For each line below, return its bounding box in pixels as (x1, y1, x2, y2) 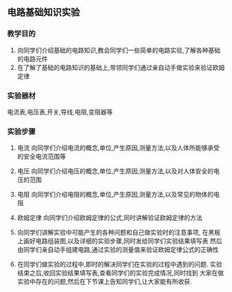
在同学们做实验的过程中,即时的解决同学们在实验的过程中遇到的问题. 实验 (17, 260, 222, 269)
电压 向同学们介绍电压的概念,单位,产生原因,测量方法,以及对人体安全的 (17, 167, 214, 175)
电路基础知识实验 (7, 6, 80, 19)
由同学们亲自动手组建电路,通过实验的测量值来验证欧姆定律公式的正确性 (17, 246, 219, 254)
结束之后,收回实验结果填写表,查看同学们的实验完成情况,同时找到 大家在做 (17, 269, 224, 278)
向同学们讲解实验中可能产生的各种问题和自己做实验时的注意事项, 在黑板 (17, 228, 221, 237)
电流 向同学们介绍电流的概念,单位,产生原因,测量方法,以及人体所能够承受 (17, 144, 220, 152)
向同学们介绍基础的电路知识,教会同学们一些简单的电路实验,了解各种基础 (17, 46, 221, 54)
